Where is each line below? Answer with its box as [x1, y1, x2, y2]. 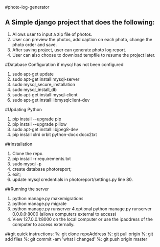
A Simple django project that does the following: [5, 18, 155, 26]
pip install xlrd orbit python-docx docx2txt [12, 132, 97, 137]
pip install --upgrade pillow [12, 121, 67, 127]
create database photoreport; [12, 166, 72, 172]
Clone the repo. [12, 150, 44, 156]
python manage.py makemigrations [12, 195, 84, 201]
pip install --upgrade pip [12, 116, 62, 122]
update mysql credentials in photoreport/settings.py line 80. [12, 176, 133, 182]
